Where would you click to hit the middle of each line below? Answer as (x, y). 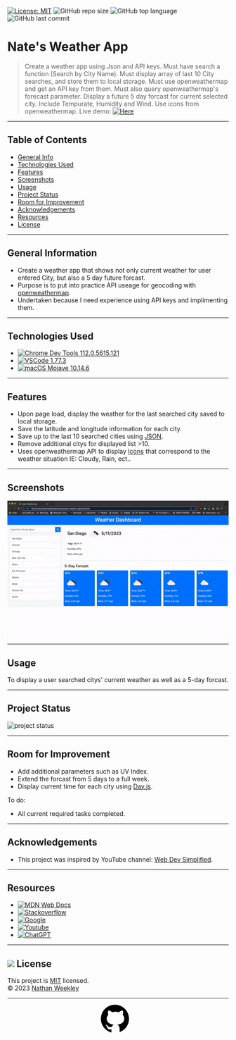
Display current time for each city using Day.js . (85, 786)
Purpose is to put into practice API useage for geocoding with (107, 285)
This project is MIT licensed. (48, 981)
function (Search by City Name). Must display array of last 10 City (119, 73)
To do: (17, 800)
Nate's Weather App (68, 47)
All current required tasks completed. (71, 813)
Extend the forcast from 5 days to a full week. (83, 779)
